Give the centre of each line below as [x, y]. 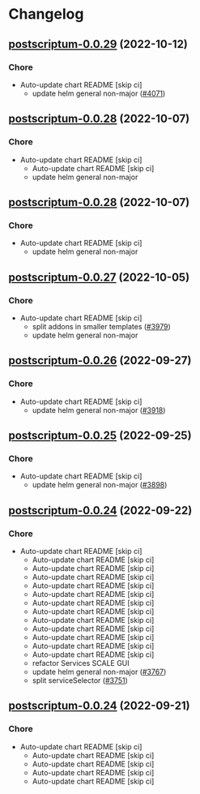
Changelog [46, 14]
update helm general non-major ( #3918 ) [99, 410]
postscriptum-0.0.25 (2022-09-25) [100, 436]
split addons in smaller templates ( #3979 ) [102, 326]
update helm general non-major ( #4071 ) [99, 93]
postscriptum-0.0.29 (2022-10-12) [98, 44]
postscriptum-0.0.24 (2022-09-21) [99, 706]
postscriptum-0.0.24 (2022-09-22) [100, 511]
